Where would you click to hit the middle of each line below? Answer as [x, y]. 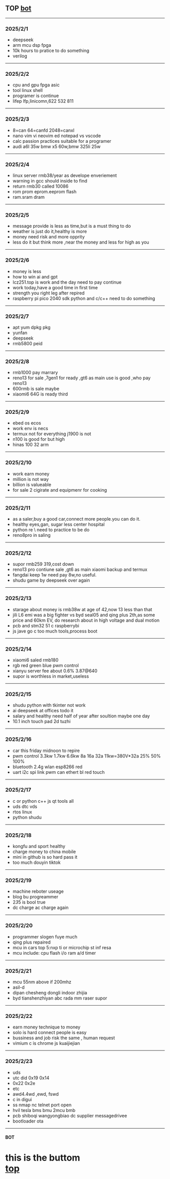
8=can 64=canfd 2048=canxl [44, 130]
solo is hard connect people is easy [50, 1033]
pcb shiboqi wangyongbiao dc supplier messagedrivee [70, 1115]
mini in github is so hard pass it [45, 857]
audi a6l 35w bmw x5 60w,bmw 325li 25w [56, 146]
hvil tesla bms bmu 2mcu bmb [44, 1110]
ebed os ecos [27, 423]
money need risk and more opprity [49, 237]
